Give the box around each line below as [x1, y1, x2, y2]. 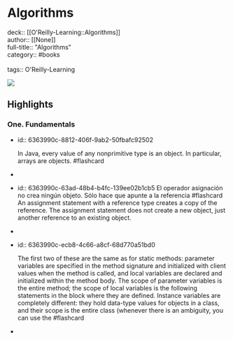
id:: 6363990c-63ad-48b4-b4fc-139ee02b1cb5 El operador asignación [17, 183, 223, 192]
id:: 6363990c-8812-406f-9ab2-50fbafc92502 [17, 135, 154, 144]
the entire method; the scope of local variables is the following [17, 283, 197, 292]
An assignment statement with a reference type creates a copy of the [17, 198, 218, 207]
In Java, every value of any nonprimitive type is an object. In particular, [17, 149, 222, 157]
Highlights [7, 99, 54, 111]
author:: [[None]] [7, 35, 56, 43]
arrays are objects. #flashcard [17, 156, 105, 165]
